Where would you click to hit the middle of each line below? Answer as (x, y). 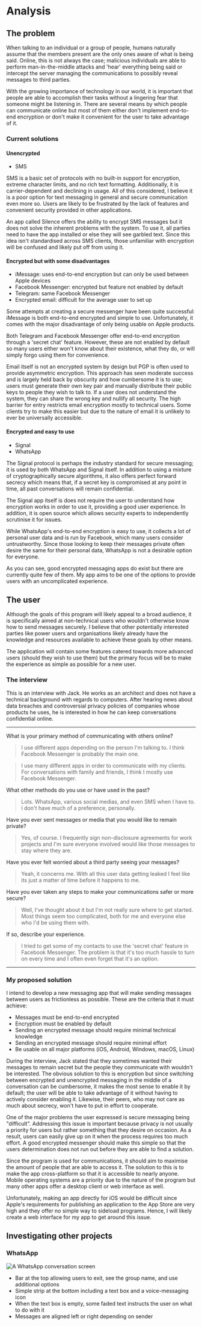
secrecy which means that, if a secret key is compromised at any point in (96, 482)
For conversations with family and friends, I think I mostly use (97, 772)
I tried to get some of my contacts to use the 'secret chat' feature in (105, 946)
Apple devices (33, 281)
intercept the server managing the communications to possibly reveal (92, 73)
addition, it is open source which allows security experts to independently (97, 513)
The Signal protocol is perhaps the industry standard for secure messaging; (100, 463)
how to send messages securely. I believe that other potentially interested (97, 627)
